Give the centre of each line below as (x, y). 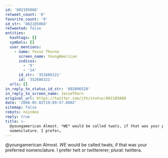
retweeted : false (23, 28)
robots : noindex (22, 112)
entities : (15, 33)
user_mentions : (25, 47)
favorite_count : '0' (27, 19)
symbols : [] (22, 42)
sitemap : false (21, 107)
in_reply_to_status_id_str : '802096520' (48, 89)
